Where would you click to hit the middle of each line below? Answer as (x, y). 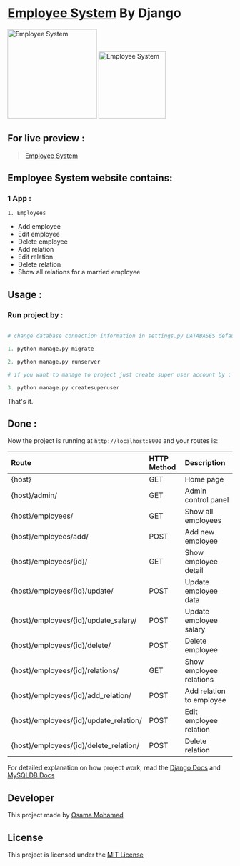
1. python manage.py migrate (51, 349)
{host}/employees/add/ (50, 537)
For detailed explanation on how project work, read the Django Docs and (114, 768)
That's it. (20, 401)
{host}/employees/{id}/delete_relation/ (75, 746)
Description (205, 463)
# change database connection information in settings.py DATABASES (111, 336)
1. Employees (27, 213)
